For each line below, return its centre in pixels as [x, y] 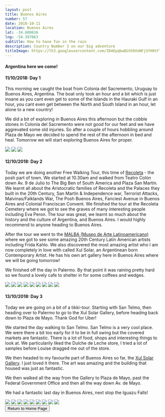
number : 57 [16, 19]
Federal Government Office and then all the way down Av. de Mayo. [73, 383]
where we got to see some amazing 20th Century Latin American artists [78, 239]
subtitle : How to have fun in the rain [46, 42]
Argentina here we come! [31, 66]
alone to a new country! [29, 110]
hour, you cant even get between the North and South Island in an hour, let [81, 104]
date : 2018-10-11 [23, 23]
